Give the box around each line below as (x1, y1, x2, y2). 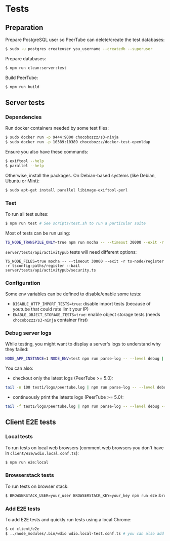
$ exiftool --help (5, 159, 44, 164)
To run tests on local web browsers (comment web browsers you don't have (5, 444, 164, 451)
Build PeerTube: (5, 74, 38, 81)
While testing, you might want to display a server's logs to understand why (5, 341, 161, 347)
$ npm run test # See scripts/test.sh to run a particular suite (5, 221, 146, 226)
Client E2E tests (5, 418, 56, 427)
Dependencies (5, 113, 42, 121)
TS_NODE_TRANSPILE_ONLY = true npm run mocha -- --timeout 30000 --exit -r (5, 240, 164, 245)
